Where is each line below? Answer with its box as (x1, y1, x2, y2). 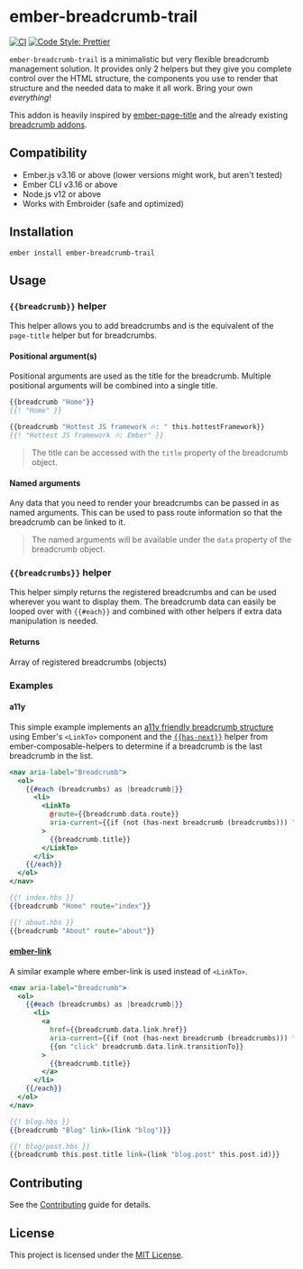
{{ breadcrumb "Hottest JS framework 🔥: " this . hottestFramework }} (9, 423, 265, 432)
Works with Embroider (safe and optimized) (22, 198, 185, 209)
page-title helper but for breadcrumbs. (9, 330, 158, 341)
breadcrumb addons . (9, 119, 87, 130)
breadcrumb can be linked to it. (9, 517, 126, 527)
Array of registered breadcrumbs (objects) (9, 657, 167, 667)
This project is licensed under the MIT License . (9, 1249, 184, 1260)
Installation (9, 224, 74, 240)
